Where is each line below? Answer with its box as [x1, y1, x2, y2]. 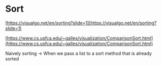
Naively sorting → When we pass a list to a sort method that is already [5, 50, 152, 56]
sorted [5, 55, 19, 61]
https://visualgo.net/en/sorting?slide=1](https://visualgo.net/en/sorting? [7, 20, 157, 26]
